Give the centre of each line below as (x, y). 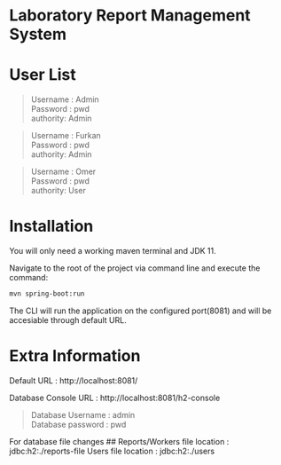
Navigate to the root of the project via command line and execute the (135, 268)
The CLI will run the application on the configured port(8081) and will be (140, 311)
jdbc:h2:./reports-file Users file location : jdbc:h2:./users (112, 451)
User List (43, 75)
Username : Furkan (66, 136)
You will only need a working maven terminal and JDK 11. (113, 251)
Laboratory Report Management (130, 16)
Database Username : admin (83, 414)
